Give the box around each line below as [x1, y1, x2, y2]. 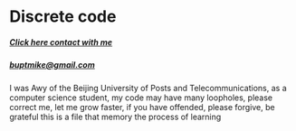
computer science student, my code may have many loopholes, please [9, 92, 273, 103]
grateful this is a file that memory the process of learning [9, 111, 222, 122]
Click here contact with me [9, 36, 113, 47]
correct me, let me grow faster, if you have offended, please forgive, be [9, 101, 275, 112]
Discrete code [9, 6, 117, 27]
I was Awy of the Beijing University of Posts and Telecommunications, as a [9, 82, 287, 93]
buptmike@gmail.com [9, 60, 95, 70]
